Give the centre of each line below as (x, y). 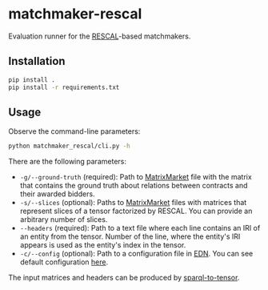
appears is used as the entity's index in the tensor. (103, 245)
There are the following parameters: (67, 162)
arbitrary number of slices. (64, 220)
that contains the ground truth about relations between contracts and (134, 186)
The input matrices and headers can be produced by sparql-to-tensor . (124, 278)
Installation (37, 61)
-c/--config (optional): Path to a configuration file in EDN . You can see (136, 254)
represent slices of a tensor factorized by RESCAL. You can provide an (136, 211)
